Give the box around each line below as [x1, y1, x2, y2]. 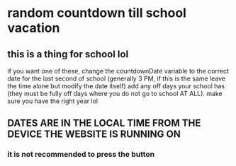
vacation [7, 20, 60, 36]
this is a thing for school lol [7, 48, 129, 60]
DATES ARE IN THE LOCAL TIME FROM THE [7, 117, 201, 129]
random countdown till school [7, 5, 186, 21]
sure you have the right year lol [7, 97, 98, 105]
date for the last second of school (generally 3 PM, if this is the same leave [7, 74, 226, 83]
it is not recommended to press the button [7, 150, 155, 160]
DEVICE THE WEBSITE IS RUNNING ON [7, 129, 181, 141]
